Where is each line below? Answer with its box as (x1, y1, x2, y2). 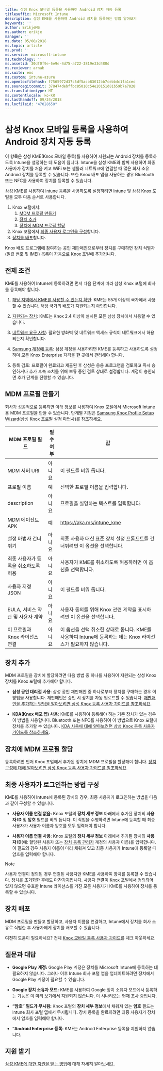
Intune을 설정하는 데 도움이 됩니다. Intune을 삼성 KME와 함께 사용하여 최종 (14, 159, 156, 165)
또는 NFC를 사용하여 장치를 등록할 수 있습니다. (5, 178, 93, 183)
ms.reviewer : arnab (5, 66, 45, 71)
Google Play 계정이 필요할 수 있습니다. (12, 976, 86, 982)
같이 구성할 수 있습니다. (10, 800, 54, 806)
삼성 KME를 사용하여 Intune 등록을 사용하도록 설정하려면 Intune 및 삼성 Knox (5, 188, 152, 194)
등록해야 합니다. (10, 286, 40, 292)
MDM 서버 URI (7, 467, 40, 474)
